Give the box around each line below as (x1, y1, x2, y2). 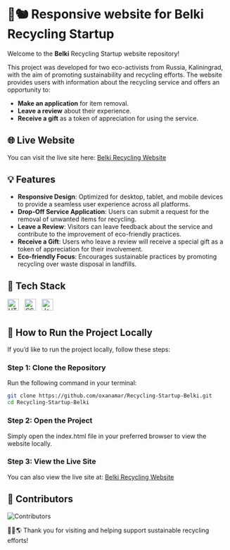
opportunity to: (7, 85, 51, 94)
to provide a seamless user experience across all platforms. (17, 199, 191, 208)
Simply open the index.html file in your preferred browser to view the (7, 432, 207, 440)
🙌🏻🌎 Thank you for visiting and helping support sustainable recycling (7, 526, 210, 535)
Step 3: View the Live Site (7, 456, 96, 466)
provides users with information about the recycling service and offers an (7, 77, 220, 86)
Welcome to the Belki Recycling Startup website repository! (7, 49, 180, 58)
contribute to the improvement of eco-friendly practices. (17, 230, 181, 238)
